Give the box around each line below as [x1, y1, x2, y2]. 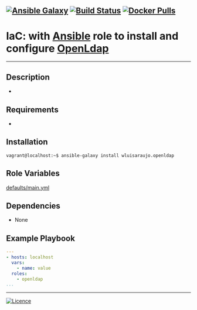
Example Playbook [6, 233, 75, 243]
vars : [11, 260, 25, 266]
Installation [6, 137, 48, 147]
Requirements [6, 105, 59, 115]
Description [6, 72, 50, 82]
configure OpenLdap [6, 42, 109, 55]
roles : [11, 270, 28, 277]
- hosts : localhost [6, 254, 54, 260]
